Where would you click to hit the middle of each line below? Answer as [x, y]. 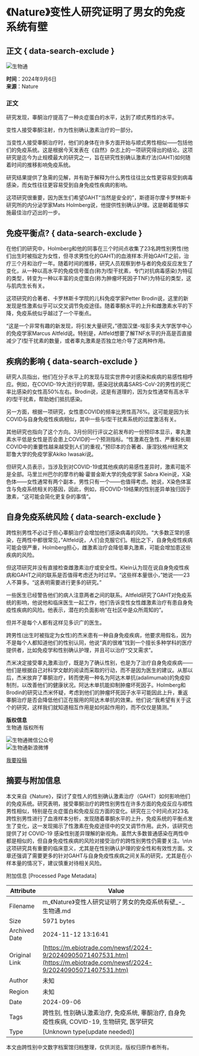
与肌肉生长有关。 [27, 286]
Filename [22, 906]
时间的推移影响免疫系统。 [42, 165]
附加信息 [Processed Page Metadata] [51, 876]
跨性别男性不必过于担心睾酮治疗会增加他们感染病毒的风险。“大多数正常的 [96, 532]
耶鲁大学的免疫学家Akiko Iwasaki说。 [51, 454]
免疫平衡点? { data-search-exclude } [74, 233]
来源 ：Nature [22, 86]
